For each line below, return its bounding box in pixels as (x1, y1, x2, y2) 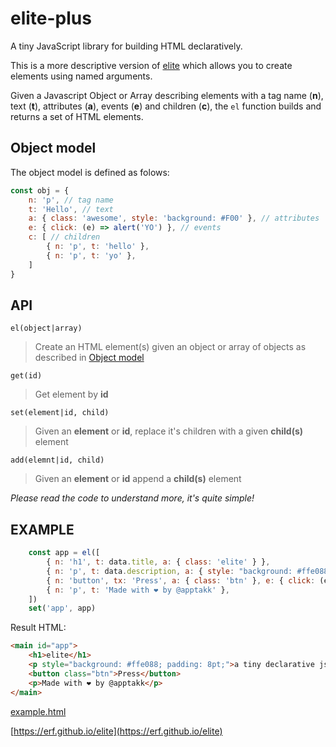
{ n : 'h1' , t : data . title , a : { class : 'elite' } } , (46, 557, 271, 567)
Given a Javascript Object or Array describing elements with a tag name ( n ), (10, 89, 324, 101)
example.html (10, 705, 67, 717)
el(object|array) (10, 323, 83, 334)
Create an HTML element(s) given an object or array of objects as (34, 341, 307, 353)
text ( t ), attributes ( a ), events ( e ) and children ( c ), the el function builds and (10, 100, 322, 112)
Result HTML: (10, 622, 67, 634)
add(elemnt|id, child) (10, 455, 105, 466)
